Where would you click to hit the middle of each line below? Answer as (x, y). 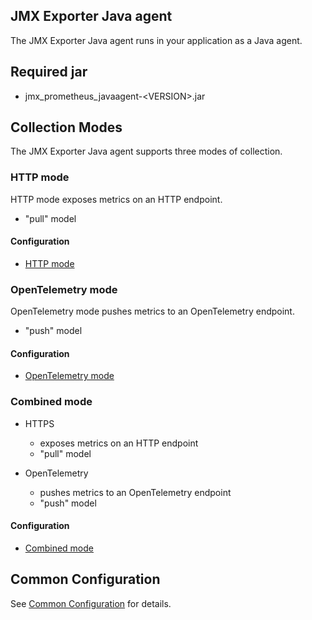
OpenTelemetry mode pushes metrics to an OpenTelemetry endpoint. (152, 311)
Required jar (49, 72)
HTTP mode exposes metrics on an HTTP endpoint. (116, 199)
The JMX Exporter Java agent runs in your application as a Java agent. (156, 40)
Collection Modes (66, 127)
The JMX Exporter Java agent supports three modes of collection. (146, 151)
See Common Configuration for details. (91, 603)
